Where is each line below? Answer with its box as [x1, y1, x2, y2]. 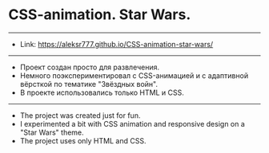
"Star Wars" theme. [19, 127, 84, 137]
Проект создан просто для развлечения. [19, 62, 160, 72]
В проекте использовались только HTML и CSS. [19, 88, 184, 97]
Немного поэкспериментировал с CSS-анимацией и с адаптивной [19, 70, 249, 80]
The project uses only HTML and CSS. [19, 135, 147, 145]
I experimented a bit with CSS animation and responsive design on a [19, 119, 246, 128]
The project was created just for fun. [19, 110, 141, 120]
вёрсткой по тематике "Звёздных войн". [19, 79, 159, 88]
